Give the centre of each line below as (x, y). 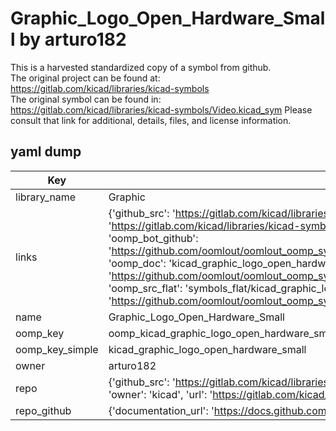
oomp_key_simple (57, 349)
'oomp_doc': (137, 263)
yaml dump (46, 152)
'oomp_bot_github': (153, 238)
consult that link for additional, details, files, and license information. (151, 120)
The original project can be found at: (85, 78)
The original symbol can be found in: (86, 99)
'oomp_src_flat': (145, 288)
